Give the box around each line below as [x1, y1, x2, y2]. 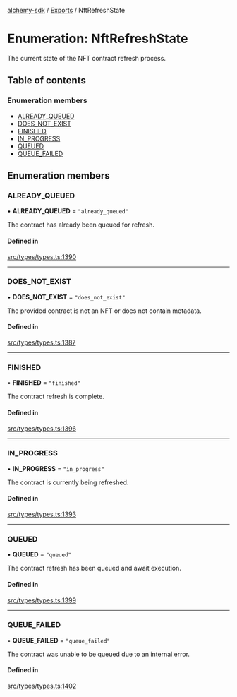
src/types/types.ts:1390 [7, 252, 76, 261]
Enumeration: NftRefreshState [7, 31, 188, 47]
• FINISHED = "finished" [7, 379, 81, 387]
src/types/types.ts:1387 [7, 338, 76, 347]
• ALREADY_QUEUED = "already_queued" [7, 207, 129, 215]
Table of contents [7, 74, 86, 87]
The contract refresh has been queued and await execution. [7, 564, 182, 573]
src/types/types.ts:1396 [7, 424, 76, 433]
